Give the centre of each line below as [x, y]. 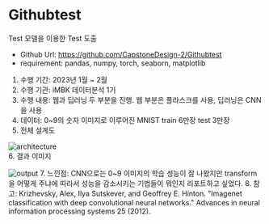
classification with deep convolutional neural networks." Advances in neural [134, 202]
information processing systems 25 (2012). [80, 211]
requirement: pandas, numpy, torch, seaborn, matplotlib [113, 63]
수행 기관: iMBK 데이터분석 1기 [68, 90]
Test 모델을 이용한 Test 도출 [53, 38]
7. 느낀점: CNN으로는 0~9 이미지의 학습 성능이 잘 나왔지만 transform [149, 173]
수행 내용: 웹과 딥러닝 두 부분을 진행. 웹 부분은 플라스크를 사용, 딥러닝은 [132, 99]
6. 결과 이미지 [30, 156]
